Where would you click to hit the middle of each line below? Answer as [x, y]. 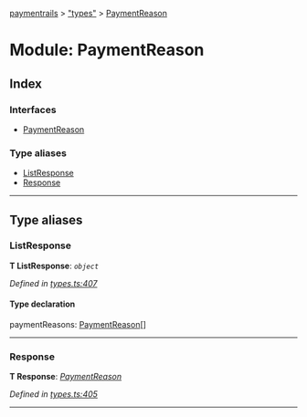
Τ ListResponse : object [54, 266]
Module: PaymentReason [107, 50]
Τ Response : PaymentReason [65, 377]
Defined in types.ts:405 [54, 394]
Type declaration [42, 304]
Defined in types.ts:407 [53, 283]
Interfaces [33, 109]
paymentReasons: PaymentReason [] [78, 325]
